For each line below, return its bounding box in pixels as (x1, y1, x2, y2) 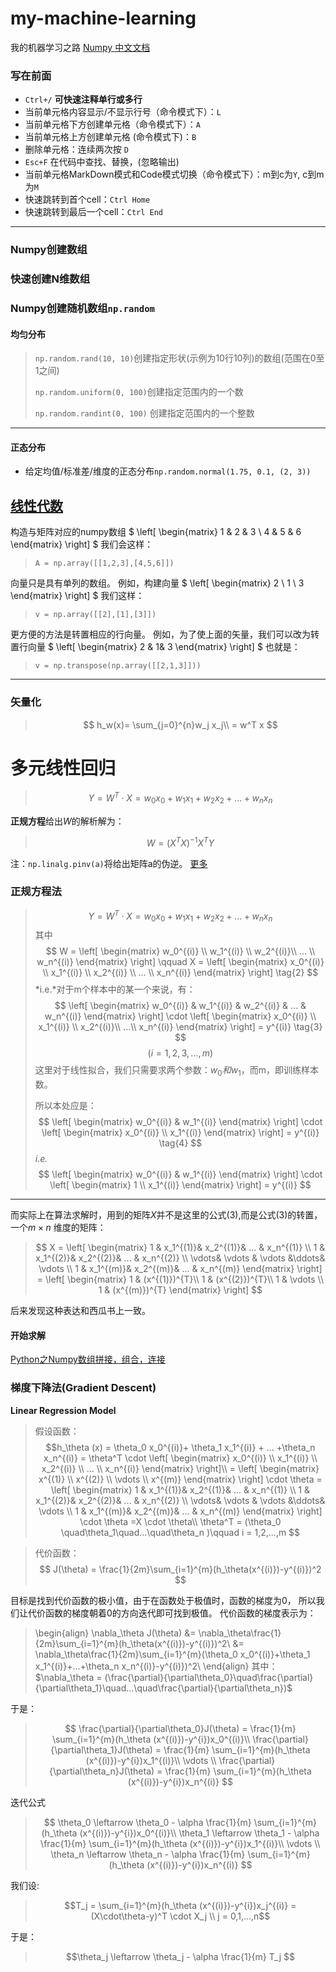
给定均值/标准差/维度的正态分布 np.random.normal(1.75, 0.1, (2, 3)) (24, 465, 312, 477)
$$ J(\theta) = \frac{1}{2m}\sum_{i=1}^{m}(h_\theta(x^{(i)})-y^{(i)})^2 (39, 1563, 322, 1575)
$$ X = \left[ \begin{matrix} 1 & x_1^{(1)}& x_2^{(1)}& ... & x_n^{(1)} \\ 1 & (35, 1242, 326, 1254)
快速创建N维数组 (10, 272, 90, 286)
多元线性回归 (10, 757, 117, 779)
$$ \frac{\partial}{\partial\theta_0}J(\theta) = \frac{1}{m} (64, 1722, 297, 1734)
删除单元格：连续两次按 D (24, 143, 129, 156)
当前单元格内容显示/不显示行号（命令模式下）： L (24, 106, 222, 118)
